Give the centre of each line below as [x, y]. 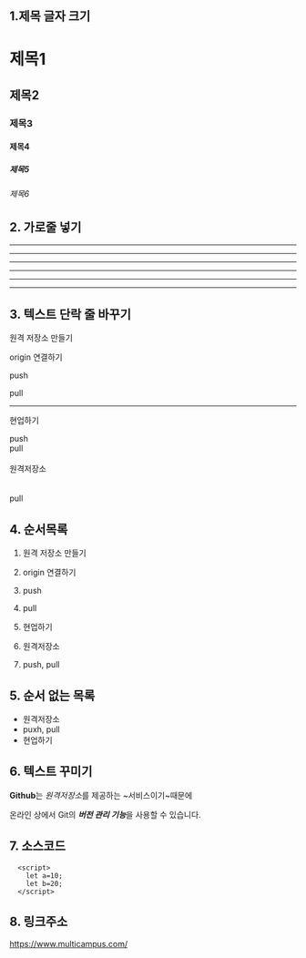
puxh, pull [41, 729]
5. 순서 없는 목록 [52, 695]
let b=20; [45, 883]
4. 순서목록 [39, 530]
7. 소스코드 [38, 846]
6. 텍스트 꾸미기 [51, 772]
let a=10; [45, 876]
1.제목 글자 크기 [50, 16]
